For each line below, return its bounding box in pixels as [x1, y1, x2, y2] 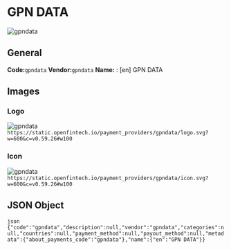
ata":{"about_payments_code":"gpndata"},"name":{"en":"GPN [7, 236, 181, 243]
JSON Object [7, 199, 64, 211]
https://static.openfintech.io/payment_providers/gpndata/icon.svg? [7, 175, 209, 181]
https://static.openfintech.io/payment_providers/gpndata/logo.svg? [7, 130, 209, 136]
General [7, 47, 43, 59]
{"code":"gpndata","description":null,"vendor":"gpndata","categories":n [7, 224, 225, 231]
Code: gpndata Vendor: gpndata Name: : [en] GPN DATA [7, 65, 163, 73]
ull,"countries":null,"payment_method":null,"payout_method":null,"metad [7, 230, 225, 237]
